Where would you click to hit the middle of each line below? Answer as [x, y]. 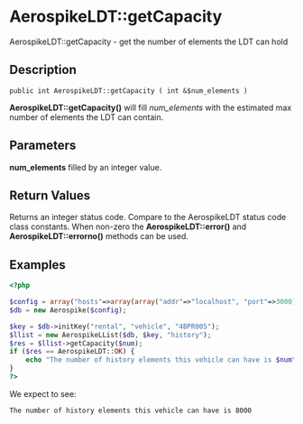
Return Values [50, 195]
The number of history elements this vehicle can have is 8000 [131, 410]
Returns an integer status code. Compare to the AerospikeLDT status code [148, 217]
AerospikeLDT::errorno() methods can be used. [99, 236]
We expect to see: [43, 393]
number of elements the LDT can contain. [87, 117]
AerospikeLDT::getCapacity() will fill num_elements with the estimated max [151, 107]
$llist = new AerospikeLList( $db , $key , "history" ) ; [110, 335]
